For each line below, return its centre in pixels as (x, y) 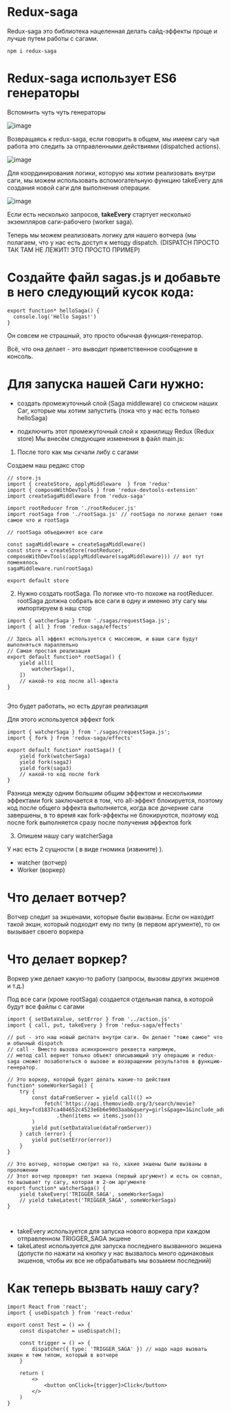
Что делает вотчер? (67, 897)
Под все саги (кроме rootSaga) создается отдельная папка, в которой (110, 999)
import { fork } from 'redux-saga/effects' (70, 738)
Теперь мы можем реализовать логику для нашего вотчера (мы (102, 235)
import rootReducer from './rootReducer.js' (72, 508)
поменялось (23, 562)
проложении (23, 1170)
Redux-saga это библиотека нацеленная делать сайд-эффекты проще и (112, 31)
